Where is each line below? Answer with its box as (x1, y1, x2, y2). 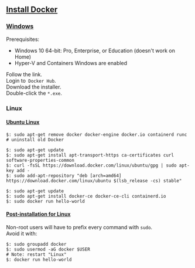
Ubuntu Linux (6, 118, 40, 125)
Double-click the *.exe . (6, 89, 63, 96)
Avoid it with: (6, 230, 37, 237)
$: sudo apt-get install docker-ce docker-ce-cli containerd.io (6, 193, 166, 199)
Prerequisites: (6, 35, 40, 43)
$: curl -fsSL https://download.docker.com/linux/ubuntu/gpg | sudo (6, 162, 177, 168)
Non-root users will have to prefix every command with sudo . (6, 224, 153, 231)
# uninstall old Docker (6, 137, 64, 143)
